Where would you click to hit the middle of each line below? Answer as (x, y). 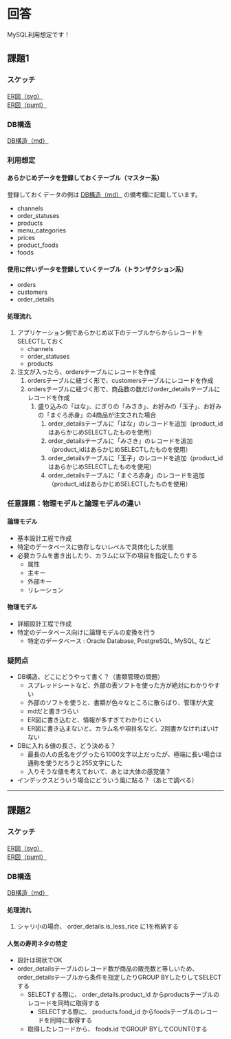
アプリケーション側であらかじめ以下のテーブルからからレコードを (110, 333)
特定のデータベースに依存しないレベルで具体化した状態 (95, 546)
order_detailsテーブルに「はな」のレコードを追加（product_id (135, 424)
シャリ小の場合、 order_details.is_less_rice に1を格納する (98, 927)
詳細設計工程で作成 (44, 623)
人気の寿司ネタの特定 (37, 943)
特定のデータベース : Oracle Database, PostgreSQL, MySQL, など (119, 641)
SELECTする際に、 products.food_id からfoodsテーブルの (119, 1012)
